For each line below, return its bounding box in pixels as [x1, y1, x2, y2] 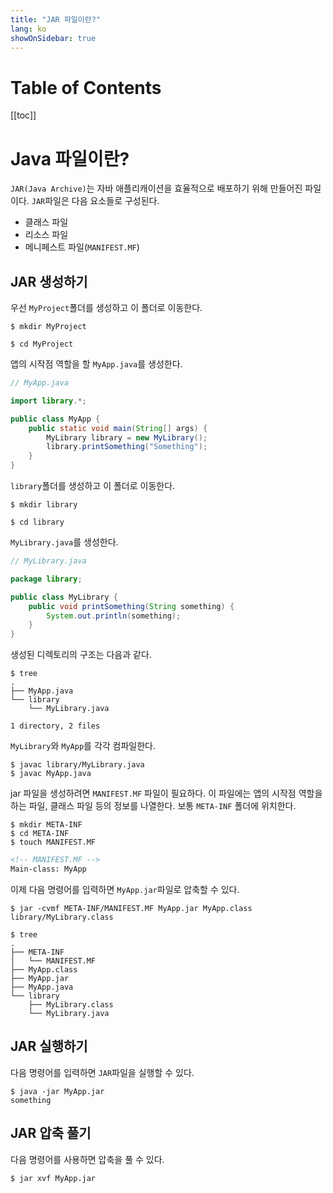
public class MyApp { [10, 414, 101, 424]
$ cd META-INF [10, 829, 70, 839]
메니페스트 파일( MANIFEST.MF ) [24, 241, 140, 253]
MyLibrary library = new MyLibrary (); [46, 432, 208, 443]
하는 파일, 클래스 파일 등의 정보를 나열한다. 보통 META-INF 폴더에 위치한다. [10, 800, 297, 812]
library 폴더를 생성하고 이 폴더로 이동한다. [10, 480, 176, 492]
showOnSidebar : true [10, 33, 97, 43]
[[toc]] [10, 109, 37, 121]
